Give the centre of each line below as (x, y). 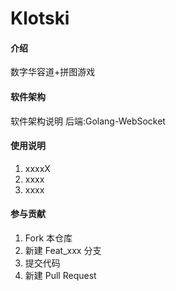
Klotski (40, 18)
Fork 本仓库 (48, 238)
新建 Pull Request (60, 275)
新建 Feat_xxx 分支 (63, 250)
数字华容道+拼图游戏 (53, 72)
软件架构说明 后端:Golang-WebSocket (88, 121)
